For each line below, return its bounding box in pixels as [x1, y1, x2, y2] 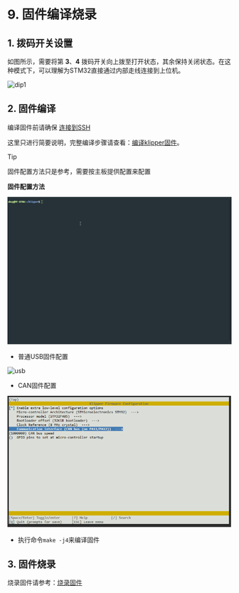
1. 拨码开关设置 [7, 37, 73, 49]
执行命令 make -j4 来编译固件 [17, 535, 100, 544]
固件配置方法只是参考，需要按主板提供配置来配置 [7, 167, 151, 175]
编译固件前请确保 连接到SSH [7, 122, 91, 132]
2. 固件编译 [7, 103, 56, 115]
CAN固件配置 [17, 382, 57, 390]
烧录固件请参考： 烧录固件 [7, 578, 83, 587]
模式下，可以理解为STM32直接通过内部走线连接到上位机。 [13, 66, 185, 75]
